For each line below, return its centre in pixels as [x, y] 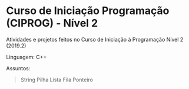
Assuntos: [18, 68]
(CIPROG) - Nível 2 [52, 23]
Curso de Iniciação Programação [88, 11]
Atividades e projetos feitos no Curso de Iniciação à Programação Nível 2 [95, 39]
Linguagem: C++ [26, 57]
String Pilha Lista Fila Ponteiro [57, 80]
